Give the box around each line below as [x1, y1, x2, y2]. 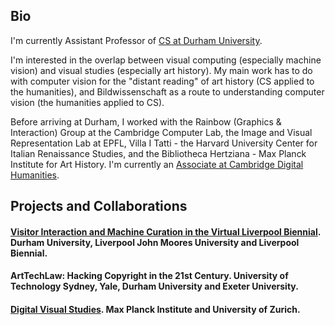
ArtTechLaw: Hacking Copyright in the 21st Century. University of [10, 270, 289, 282]
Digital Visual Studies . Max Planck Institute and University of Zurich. [10, 303, 301, 315]
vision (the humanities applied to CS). [10, 96, 165, 108]
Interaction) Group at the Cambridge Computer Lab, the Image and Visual [10, 126, 313, 138]
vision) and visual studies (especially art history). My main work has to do [10, 64, 313, 76]
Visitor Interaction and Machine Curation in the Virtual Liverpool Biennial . [10, 225, 321, 238]
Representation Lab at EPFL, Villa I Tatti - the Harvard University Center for [10, 137, 318, 149]
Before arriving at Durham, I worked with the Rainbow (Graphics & [10, 115, 282, 128]
